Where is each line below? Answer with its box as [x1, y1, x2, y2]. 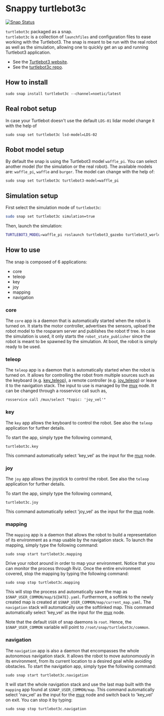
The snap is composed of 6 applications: [5, 259, 87, 265]
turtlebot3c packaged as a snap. [5, 28, 73, 34]
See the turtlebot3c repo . [12, 64, 63, 70]
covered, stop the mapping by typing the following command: [5, 571, 129, 577]
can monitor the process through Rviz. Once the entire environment [5, 566, 141, 572]
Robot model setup [5, 145, 64, 154]
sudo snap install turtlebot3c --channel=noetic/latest [5, 91, 121, 96]
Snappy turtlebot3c [5, 3, 87, 14]
